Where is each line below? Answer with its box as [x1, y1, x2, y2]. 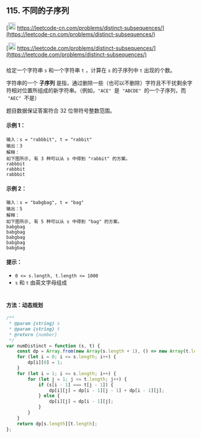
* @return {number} [8, 331, 58, 337]
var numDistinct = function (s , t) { [6, 343, 100, 349]
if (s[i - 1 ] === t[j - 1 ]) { [38, 382, 114, 388]
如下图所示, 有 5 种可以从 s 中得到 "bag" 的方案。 [6, 219, 123, 225]
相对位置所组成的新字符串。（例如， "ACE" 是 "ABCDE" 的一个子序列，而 [11, 86, 187, 94]
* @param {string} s [8, 321, 60, 327]
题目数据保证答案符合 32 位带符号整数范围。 [6, 107, 115, 114]
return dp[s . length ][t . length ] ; [17, 421, 98, 427]
